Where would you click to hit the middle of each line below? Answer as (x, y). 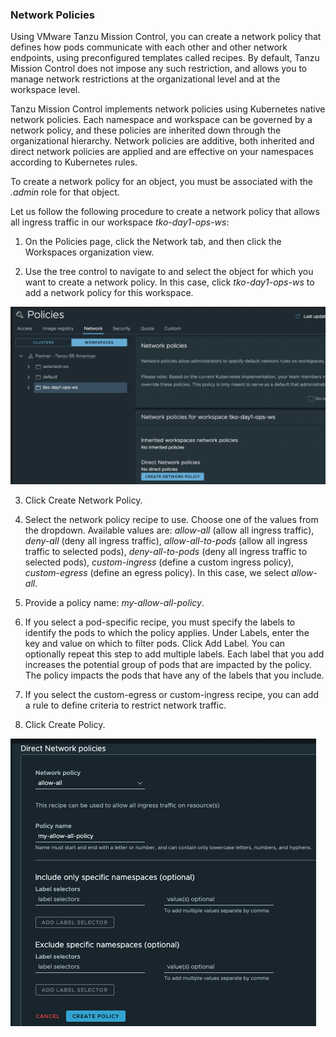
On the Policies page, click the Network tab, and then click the (153, 242)
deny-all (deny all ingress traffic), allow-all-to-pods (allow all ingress (166, 540)
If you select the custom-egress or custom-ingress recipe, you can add (172, 694)
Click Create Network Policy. (83, 500)
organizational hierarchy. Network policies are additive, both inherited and (162, 141)
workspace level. (45, 90)
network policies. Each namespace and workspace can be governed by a (161, 120)
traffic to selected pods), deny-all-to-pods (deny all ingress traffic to (166, 551)
